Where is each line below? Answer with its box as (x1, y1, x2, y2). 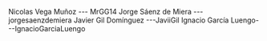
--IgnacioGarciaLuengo (8, 24, 86, 33)
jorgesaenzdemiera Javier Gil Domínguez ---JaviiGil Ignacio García (8, 15, 229, 25)
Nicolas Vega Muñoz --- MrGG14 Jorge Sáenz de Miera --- (8, 7, 204, 16)
